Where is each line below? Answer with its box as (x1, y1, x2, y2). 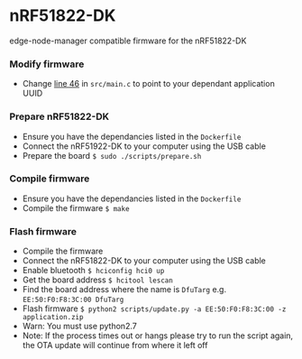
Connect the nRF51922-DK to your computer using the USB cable (22, 141, 266, 152)
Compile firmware (9, 172, 90, 185)
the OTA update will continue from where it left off (22, 340, 208, 351)
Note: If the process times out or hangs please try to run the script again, (22, 330, 294, 341)
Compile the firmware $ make (22, 202, 130, 213)
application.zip (22, 313, 84, 322)
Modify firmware (9, 58, 85, 70)
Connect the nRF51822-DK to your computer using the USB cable (22, 255, 266, 266)
